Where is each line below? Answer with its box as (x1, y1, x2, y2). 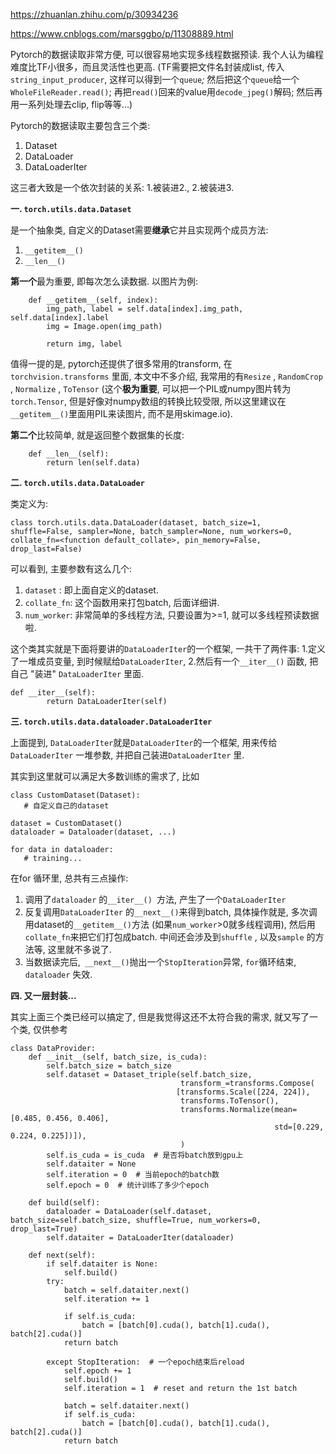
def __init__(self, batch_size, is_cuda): (28, 1052, 208, 1062)
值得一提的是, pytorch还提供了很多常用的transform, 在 (10, 358, 233, 369)
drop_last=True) (10, 1224, 78, 1234)
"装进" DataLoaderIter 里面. (29, 668, 145, 679)
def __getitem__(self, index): (28, 295, 159, 305)
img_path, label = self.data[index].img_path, (46, 304, 244, 314)
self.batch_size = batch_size (46, 1061, 172, 1071)
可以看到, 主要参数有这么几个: (10, 563, 133, 574)
